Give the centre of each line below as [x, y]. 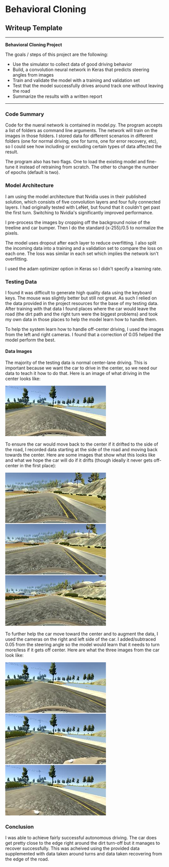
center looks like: [23, 379]
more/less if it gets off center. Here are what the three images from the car [82, 650]
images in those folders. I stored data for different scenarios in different [79, 136]
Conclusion [20, 827]
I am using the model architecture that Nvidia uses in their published [76, 196]
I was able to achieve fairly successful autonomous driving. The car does [81, 838]
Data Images [19, 351]
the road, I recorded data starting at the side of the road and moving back [81, 450]
